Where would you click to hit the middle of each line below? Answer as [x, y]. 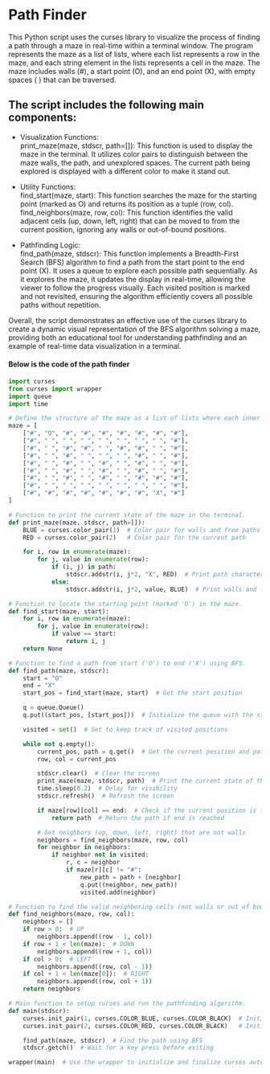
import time [28, 404]
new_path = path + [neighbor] [131, 877]
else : [60, 582]
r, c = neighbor [93, 863]
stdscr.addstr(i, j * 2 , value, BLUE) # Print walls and [161, 589]
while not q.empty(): [59, 744]
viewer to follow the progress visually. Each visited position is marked [135, 288]
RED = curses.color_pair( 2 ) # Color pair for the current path [135, 537]
